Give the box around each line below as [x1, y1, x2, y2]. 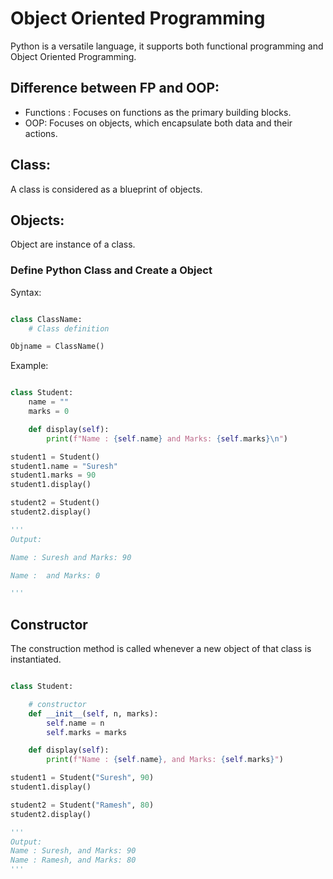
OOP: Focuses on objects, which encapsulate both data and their [24, 117, 293, 129]
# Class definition [28, 323, 110, 334]
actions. [24, 127, 58, 139]
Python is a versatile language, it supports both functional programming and [10, 40, 324, 52]
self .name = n [46, 718, 105, 728]
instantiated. [10, 653, 62, 666]
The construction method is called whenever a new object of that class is [10, 643, 312, 655]
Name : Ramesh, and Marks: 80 [10, 855, 137, 866]
